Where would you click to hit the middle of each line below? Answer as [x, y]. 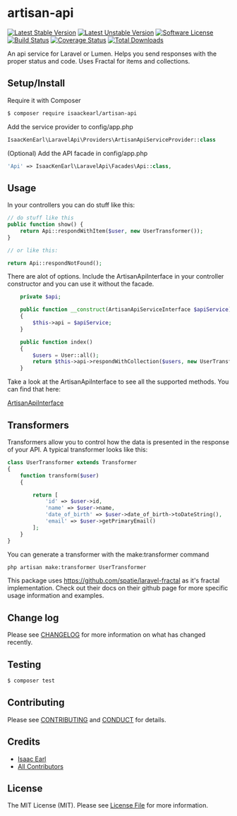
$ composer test [31, 681]
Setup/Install [36, 84]
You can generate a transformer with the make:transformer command [108, 554]
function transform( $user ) [60, 475]
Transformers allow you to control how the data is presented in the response [118, 442]
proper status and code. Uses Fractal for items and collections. [99, 61]
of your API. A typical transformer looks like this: [78, 450]
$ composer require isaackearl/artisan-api [72, 113]
